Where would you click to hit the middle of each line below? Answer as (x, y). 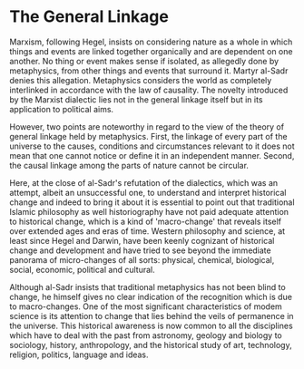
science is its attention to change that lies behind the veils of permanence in (152, 316)
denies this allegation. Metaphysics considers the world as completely (141, 80)
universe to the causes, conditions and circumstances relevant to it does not (152, 146)
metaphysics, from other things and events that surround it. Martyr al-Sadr (149, 71)
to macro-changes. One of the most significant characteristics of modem (146, 306)
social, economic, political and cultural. (83, 269)
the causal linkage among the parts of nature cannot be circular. (129, 165)
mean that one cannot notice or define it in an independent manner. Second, (152, 155)
